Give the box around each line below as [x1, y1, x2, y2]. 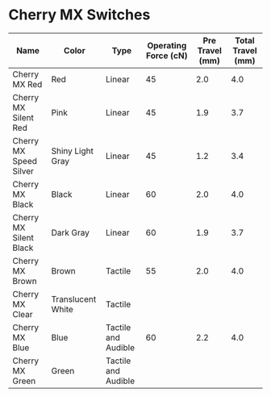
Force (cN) [146, 50, 188, 61]
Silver [12, 165, 35, 177]
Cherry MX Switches [8, 6, 151, 24]
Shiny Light [51, 145, 94, 157]
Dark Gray [51, 227, 90, 238]
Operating [147, 40, 187, 51]
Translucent [51, 293, 97, 304]
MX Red [12, 78, 43, 90]
